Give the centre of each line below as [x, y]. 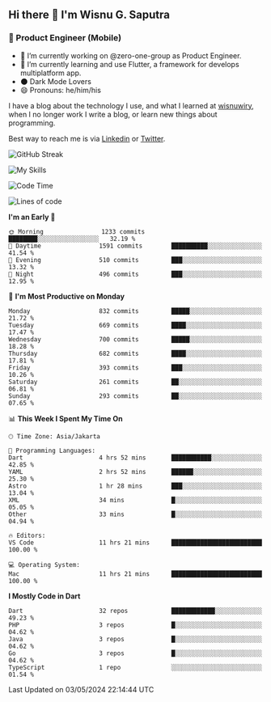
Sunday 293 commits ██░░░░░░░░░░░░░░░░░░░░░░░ [135, 396]
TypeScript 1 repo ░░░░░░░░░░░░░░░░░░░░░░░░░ [135, 667]
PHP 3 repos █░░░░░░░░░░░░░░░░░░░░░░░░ [135, 625]
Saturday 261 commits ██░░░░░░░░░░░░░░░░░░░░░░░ [135, 382]
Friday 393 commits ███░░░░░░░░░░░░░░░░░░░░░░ [135, 368]
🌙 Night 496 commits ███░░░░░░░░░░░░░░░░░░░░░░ [135, 274]
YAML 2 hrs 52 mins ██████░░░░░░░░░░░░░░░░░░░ [135, 472]
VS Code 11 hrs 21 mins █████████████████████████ [135, 543]
